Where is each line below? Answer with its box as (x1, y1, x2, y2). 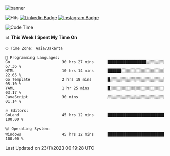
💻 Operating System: (5, 126, 51, 131)
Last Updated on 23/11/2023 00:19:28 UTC (5, 145, 95, 151)
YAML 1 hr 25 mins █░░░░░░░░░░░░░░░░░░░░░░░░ (5, 86, 165, 91)
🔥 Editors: (5, 108, 29, 113)
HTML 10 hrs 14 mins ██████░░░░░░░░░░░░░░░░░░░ (5, 68, 165, 73)
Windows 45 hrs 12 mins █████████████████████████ (5, 132, 165, 137)
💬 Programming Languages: (5, 55, 60, 60)
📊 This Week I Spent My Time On (5, 34, 77, 40)
